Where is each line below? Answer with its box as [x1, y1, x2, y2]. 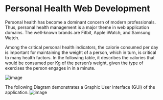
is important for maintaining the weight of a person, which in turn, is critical [5, 50, 157, 55]
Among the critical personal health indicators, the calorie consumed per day [5, 44, 159, 50]
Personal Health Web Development [5, 3, 150, 14]
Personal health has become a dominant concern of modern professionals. [5, 19, 156, 25]
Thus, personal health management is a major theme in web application [5, 24, 149, 30]
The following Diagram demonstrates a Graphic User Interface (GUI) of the [5, 84, 156, 90]
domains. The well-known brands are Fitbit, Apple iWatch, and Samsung [5, 29, 151, 35]
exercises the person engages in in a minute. [5, 65, 95, 71]
